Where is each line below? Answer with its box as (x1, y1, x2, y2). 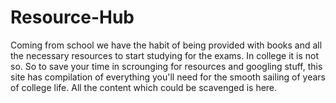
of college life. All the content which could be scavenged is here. (10, 81, 278, 93)
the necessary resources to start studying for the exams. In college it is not (10, 49, 320, 61)
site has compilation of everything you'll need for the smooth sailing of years (10, 71, 327, 83)
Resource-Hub (10, 6, 135, 29)
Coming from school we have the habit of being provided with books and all (10, 39, 323, 51)
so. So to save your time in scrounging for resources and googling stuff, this (10, 60, 323, 72)
